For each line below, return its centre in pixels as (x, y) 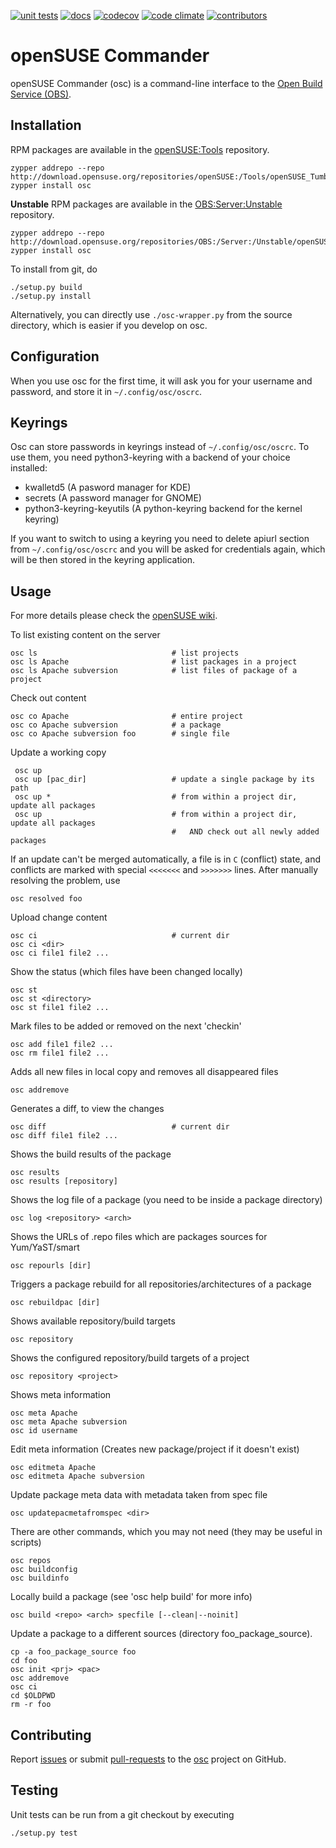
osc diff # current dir (120, 1127)
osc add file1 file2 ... (62, 1045)
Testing (34, 1790)
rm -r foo (31, 1705)
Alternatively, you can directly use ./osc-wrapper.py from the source (151, 314)
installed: (29, 468)
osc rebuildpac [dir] (55, 1303)
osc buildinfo (40, 1578)
